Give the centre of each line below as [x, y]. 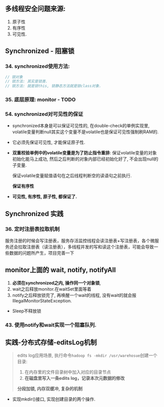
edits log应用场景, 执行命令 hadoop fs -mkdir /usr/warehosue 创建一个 [87, 355]
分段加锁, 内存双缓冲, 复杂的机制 [50, 388]
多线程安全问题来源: [35, 9]
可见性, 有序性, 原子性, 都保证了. [45, 197]
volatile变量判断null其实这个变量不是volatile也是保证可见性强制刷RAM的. [85, 132]
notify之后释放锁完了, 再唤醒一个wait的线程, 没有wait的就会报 [74, 295]
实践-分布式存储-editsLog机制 [51, 343]
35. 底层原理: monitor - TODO [40, 100]
